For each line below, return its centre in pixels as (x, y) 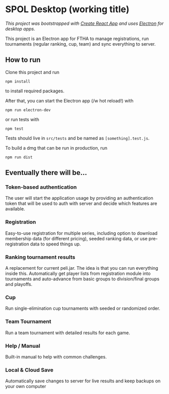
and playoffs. (19, 284)
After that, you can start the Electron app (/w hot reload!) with (69, 100)
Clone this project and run (32, 72)
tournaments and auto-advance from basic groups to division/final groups (82, 279)
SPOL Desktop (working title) (67, 9)
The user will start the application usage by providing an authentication (79, 198)
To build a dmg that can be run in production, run (56, 148)
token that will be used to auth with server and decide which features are (81, 203)
